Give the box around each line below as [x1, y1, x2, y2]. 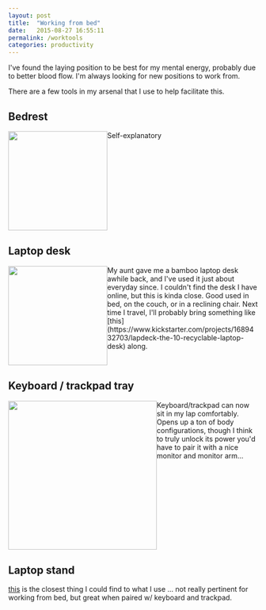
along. [127, 341, 148, 351]
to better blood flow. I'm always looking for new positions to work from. [8, 71, 241, 81]
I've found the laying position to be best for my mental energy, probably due [8, 63, 256, 72]
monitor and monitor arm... [157, 451, 244, 460]
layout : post [8, 11, 51, 20]
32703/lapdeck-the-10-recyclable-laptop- [107, 332, 244, 342]
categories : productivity [8, 41, 93, 49]
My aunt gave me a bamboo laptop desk [107, 265, 239, 274]
